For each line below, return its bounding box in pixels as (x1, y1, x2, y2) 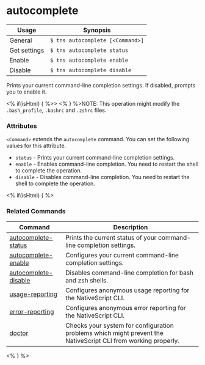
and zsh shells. (65, 276, 109, 284)
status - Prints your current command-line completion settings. (15, 154, 175, 161)
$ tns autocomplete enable (49, 56, 129, 64)
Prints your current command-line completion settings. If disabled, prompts (6, 81, 196, 89)
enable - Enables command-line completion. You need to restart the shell (15, 160, 199, 168)
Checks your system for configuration (65, 321, 174, 330)
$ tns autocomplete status (49, 46, 129, 54)
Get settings (9, 46, 45, 54)
